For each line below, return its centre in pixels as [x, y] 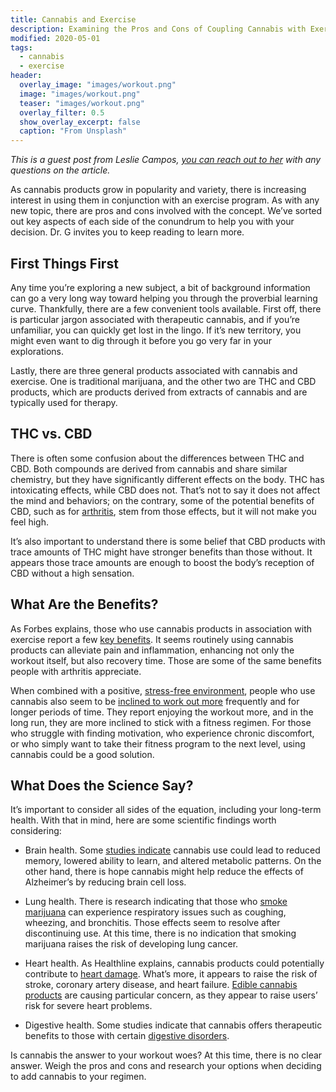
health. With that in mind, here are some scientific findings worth [143, 820]
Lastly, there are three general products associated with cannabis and [154, 370]
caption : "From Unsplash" [73, 131]
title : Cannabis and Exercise [73, 19]
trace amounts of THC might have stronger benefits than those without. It [161, 552]
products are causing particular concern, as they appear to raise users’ [171, 995]
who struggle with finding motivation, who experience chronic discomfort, [162, 733]
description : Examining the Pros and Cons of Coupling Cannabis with [158, 29]
